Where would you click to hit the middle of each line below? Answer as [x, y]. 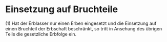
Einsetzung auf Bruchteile [62, 9]
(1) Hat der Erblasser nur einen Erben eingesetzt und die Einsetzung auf [81, 23]
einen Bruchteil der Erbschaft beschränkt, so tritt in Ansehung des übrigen [84, 28]
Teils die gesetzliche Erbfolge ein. [41, 34]
